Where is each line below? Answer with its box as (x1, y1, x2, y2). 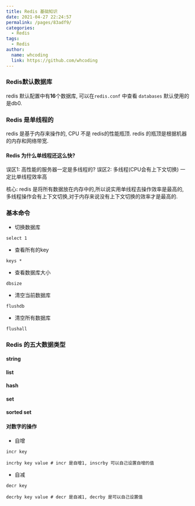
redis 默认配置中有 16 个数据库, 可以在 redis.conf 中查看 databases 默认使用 (6, 92, 184, 99)
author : (6, 47, 25, 53)
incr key (6, 449, 27, 455)
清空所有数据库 (14, 314, 51, 321)
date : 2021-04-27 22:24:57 (6, 14, 72, 20)
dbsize (6, 280, 22, 287)
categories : (6, 25, 35, 31)
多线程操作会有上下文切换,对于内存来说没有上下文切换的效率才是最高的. (6, 193, 178, 200)
